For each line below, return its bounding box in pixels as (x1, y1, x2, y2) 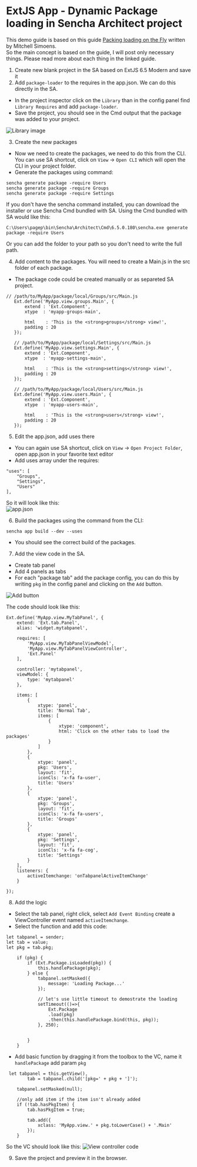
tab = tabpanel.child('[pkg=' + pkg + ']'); (27, 1076, 138, 1081)
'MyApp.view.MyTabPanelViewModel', (27, 640, 115, 646)
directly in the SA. (14, 85, 58, 92)
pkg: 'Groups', (37, 800, 75, 806)
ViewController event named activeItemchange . (14, 916, 129, 923)
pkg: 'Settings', (37, 836, 81, 842)
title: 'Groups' (37, 816, 78, 822)
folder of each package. (14, 264, 74, 271)
